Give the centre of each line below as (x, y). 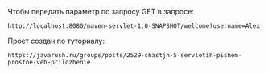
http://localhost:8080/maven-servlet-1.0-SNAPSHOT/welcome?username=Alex (134, 26)
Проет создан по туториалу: (56, 41)
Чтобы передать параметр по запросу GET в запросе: (101, 12)
